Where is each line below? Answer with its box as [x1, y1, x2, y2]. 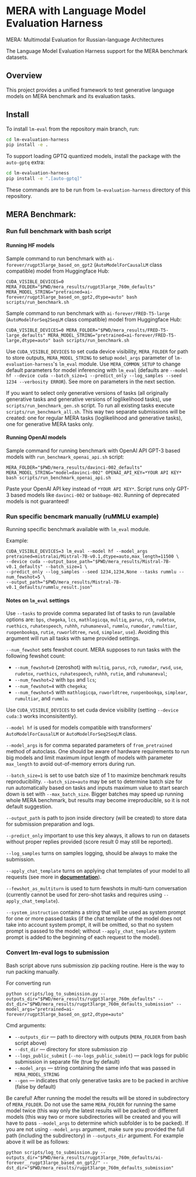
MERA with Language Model [6, 4, 146, 18]
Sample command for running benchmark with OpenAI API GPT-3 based [6, 447, 180, 454]
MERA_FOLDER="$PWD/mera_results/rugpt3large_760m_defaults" [6, 284, 156, 290]
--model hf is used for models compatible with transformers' [6, 724, 153, 731]
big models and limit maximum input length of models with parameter [6, 754, 173, 762]
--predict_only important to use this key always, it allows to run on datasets [6, 832, 190, 839]
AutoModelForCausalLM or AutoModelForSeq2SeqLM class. [6, 730, 137, 737]
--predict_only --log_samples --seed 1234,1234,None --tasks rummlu [6, 569, 177, 575]
